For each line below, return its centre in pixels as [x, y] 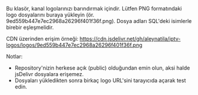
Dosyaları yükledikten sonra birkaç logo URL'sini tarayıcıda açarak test [100, 80]
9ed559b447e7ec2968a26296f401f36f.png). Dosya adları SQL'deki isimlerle [99, 21]
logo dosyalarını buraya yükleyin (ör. [50, 15]
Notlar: [14, 56]
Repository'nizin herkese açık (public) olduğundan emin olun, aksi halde [102, 68]
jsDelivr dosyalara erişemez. [49, 74]
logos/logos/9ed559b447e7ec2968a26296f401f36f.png [74, 45]
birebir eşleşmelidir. [30, 27]
